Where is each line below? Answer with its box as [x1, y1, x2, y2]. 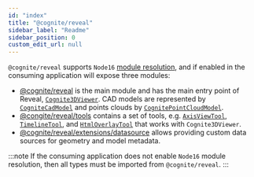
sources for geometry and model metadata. [19, 136, 161, 146]
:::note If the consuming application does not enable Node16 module [8, 151, 226, 161]
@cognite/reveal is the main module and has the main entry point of [19, 86, 240, 95]
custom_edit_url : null [8, 41, 83, 49]
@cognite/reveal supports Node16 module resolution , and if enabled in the [8, 62, 245, 72]
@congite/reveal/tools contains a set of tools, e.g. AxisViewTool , [19, 111, 227, 120]
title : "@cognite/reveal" [8, 19, 93, 27]
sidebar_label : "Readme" [8, 26, 90, 34]
